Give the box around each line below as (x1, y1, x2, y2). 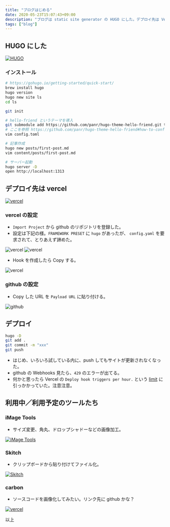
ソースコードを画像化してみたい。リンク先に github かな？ (12, 496, 135, 502)
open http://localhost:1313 (5, 169, 65, 174)
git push (5, 347, 24, 352)
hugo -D (5, 333, 22, 338)
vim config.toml (5, 132, 39, 137)
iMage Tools (5, 414, 36, 421)
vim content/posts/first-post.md (5, 150, 76, 155)
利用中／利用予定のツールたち (5, 398, 99, 408)
